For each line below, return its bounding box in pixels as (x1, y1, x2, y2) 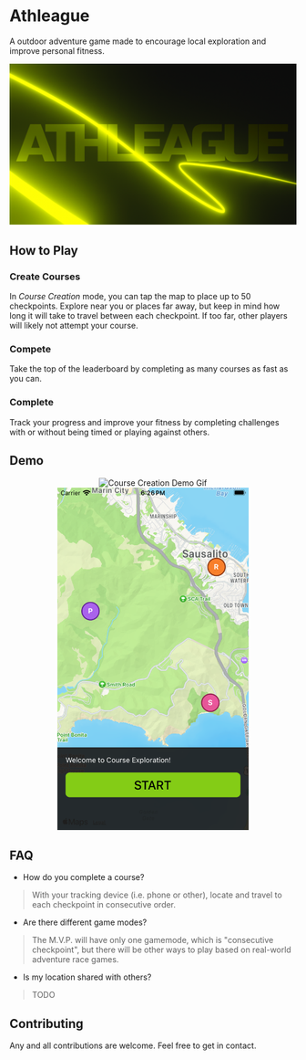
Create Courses (9, 270, 81, 283)
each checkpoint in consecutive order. (31, 899, 176, 910)
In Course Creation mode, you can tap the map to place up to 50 (9, 291, 251, 302)
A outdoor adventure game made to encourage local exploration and (9, 36, 267, 47)
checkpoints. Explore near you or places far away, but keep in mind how (9, 300, 280, 311)
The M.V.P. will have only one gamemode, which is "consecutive (31, 935, 274, 946)
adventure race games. (31, 954, 119, 965)
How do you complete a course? (22, 872, 145, 883)
